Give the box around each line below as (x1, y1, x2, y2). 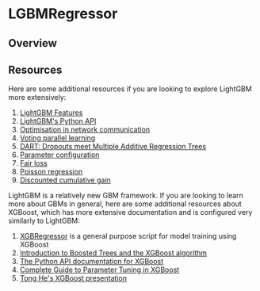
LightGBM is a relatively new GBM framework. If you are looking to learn (8, 191, 244, 201)
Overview (8, 36, 58, 50)
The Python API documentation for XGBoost (19, 257, 164, 266)
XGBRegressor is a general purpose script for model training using (19, 232, 237, 241)
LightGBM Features (19, 108, 83, 117)
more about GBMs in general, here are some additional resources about (8, 199, 242, 209)
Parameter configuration (19, 150, 100, 159)
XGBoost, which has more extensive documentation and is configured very (8, 208, 253, 217)
